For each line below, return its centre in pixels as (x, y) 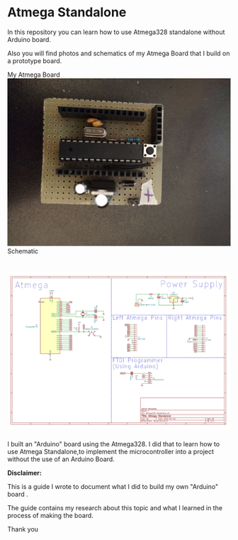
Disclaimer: (25, 473)
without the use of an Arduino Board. (61, 459)
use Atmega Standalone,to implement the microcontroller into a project (111, 452)
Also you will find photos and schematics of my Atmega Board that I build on (119, 53)
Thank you (23, 529)
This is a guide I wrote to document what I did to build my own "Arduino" (113, 487)
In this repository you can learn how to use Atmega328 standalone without (116, 32)
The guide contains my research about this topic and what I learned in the (115, 508)
